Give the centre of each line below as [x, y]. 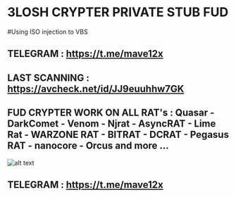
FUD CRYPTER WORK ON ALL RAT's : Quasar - [111, 113]
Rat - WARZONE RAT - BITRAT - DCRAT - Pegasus [118, 135]
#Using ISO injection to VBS [48, 32]
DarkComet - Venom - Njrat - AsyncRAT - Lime [112, 124]
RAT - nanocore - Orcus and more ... [88, 146]
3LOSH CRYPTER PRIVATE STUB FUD [118, 12]
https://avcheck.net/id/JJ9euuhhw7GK [96, 89]
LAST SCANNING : [48, 78]
